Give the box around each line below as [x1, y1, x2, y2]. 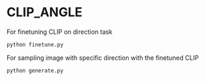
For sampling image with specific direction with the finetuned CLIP [6, 54, 199, 62]
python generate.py [6, 67, 64, 74]
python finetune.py [6, 41, 64, 48]
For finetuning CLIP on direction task [6, 27, 113, 36]
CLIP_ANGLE [6, 4, 82, 20]
